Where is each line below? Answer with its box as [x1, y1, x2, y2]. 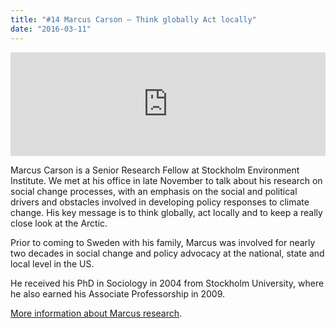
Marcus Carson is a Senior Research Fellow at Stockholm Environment [10, 164, 300, 176]
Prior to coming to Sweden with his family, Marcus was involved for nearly [10, 236, 316, 248]
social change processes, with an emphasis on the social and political [10, 185, 298, 197]
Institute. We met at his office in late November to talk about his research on [10, 174, 323, 186]
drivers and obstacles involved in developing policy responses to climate [10, 196, 310, 208]
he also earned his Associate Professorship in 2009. [10, 287, 226, 300]
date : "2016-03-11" [10, 24, 92, 34]
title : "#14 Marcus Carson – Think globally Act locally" [10, 14, 257, 25]
